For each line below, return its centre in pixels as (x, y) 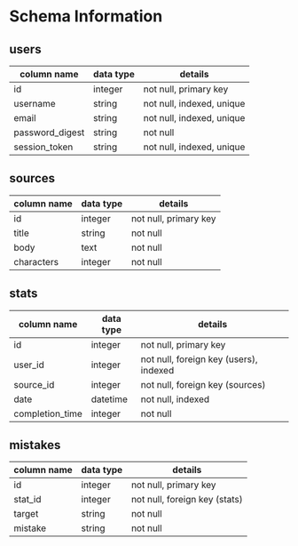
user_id (29, 365)
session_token (43, 147)
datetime (110, 399)
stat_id (27, 500)
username (35, 104)
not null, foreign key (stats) (188, 500)
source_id (34, 384)
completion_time (48, 414)
